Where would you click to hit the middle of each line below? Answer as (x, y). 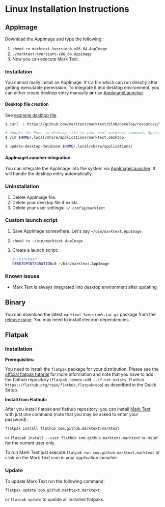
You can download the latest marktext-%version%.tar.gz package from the (81, 314)
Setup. (12, 390)
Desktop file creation (27, 104)
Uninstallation (22, 186)
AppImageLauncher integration (38, 157)
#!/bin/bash (24, 259)
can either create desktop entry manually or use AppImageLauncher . (75, 93)
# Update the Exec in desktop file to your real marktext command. (76, 133)
